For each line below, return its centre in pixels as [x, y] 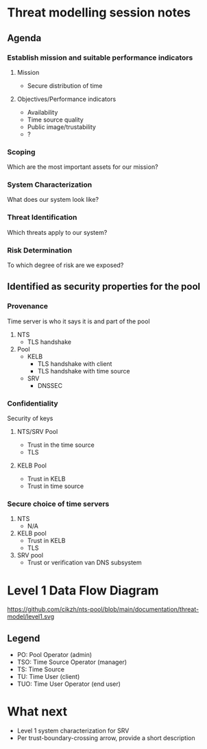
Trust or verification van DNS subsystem [84, 563]
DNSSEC [50, 385]
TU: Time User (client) [48, 677]
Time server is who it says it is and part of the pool [78, 321]
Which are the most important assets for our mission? [83, 167]
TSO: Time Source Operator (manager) [72, 662]
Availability [42, 112]
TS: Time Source [41, 669]
